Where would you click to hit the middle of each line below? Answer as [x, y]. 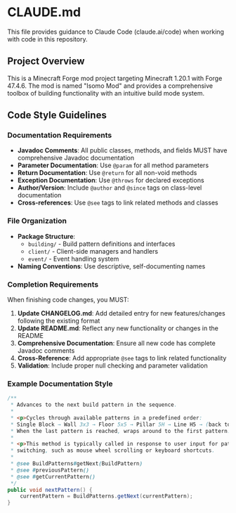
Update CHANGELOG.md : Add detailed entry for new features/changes [122, 313]
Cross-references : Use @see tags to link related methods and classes [118, 203]
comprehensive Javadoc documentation [76, 158]
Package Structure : [46, 236]
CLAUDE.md [44, 12]
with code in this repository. [47, 39]
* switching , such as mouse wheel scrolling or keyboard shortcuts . [113, 450]
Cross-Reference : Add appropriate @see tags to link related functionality [122, 358]
